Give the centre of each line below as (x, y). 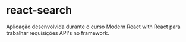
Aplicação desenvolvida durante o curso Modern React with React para (93, 27)
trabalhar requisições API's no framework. (58, 33)
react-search (39, 10)
